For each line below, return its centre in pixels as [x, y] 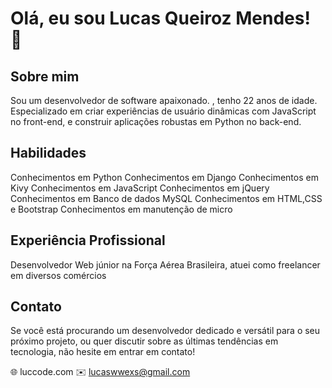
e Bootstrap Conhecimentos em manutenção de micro [121, 209]
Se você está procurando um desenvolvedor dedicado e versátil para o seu [165, 331]
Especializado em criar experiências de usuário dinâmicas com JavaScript [163, 111]
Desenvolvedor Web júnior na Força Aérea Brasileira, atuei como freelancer [165, 264]
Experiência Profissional [88, 240]
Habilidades [48, 153]
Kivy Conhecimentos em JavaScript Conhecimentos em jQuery [140, 188]
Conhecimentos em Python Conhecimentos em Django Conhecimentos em [164, 177]
